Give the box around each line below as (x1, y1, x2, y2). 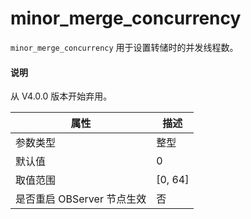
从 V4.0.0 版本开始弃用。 (10, 90, 113, 102)
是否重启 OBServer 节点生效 (15, 192, 147, 206)
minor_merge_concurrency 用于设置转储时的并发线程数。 (10, 41, 239, 53)
